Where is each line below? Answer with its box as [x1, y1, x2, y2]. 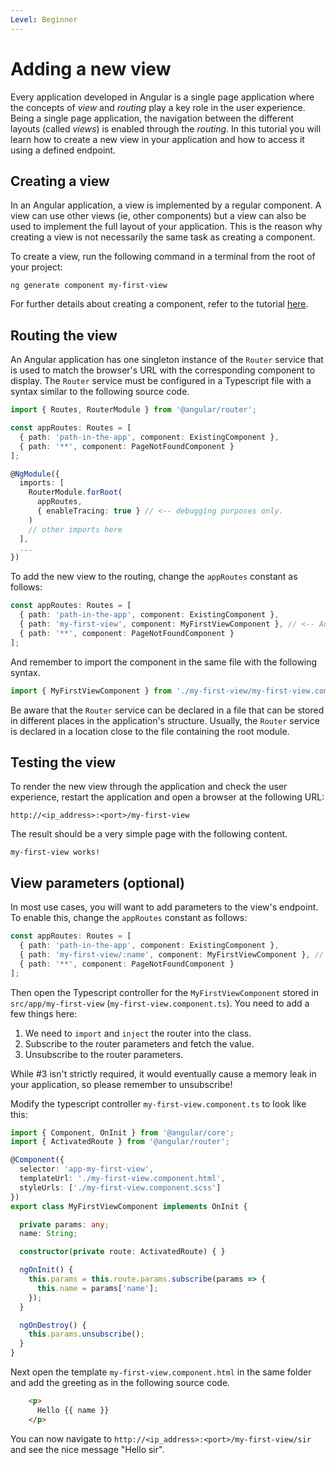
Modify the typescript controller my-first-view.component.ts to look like [10, 1097, 307, 1110]
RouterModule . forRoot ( [28, 487, 123, 498]
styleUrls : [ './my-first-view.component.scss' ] [19, 1182, 222, 1193]
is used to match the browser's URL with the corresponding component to [10, 364, 316, 376]
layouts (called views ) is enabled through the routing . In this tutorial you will [10, 122, 322, 135]
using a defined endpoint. [10, 144, 117, 156]
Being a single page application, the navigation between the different [10, 112, 295, 124]
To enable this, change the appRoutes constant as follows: [10, 912, 248, 924]
